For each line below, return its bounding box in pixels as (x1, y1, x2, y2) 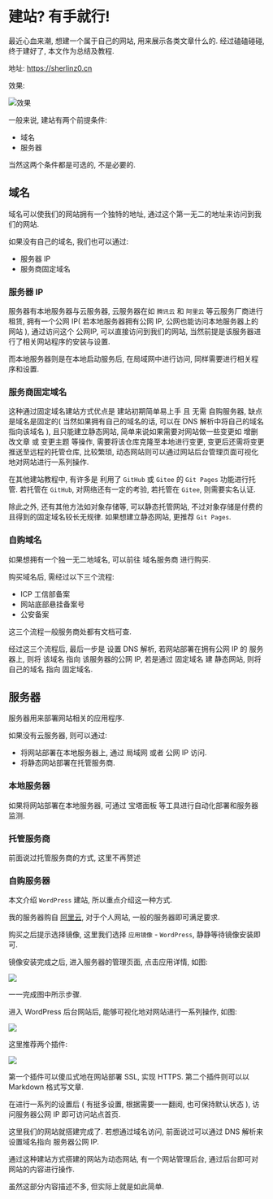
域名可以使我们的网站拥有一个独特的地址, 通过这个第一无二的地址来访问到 (8, 209, 254, 219)
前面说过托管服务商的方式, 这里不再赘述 (8, 853, 141, 862)
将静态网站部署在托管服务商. (19, 758, 115, 768)
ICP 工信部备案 (19, 589, 71, 598)
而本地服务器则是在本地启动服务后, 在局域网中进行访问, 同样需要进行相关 (8, 354, 252, 364)
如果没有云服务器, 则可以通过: (8, 731, 108, 741)
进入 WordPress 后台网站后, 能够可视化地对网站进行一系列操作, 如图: (8, 1007, 237, 1017)
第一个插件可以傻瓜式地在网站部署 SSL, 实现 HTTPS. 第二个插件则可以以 (8, 1072, 250, 1082)
